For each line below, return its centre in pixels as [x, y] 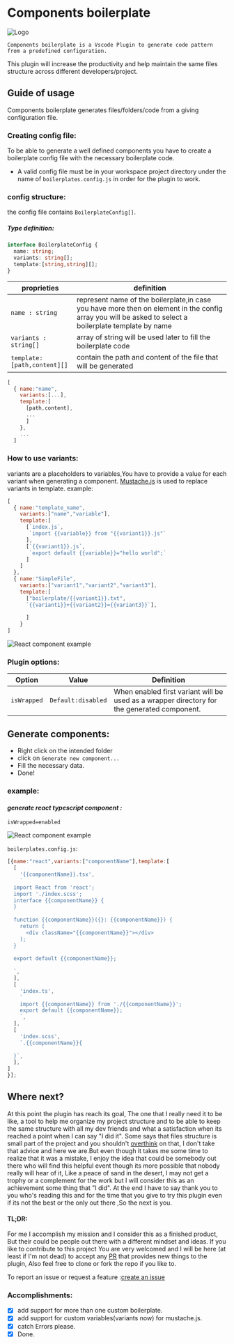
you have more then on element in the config [149, 308]
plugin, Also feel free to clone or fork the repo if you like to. [92, 1264]
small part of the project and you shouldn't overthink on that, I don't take [111, 1143]
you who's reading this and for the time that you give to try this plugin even [115, 1195]
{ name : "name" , [36, 389]
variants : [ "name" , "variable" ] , [65, 514]
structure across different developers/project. [72, 71]
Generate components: [58, 734]
